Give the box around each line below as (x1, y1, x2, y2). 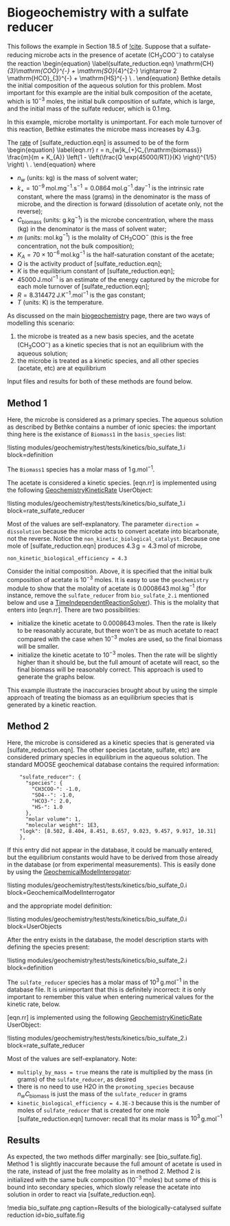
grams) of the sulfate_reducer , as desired (16, 1075, 137, 1083)
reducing (7, 50, 33, 59)
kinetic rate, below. (7, 1000, 60, 1008)
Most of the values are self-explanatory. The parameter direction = (7, 520, 199, 528)
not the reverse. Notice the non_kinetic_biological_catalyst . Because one (7, 534, 220, 542)
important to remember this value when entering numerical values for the (7, 992, 214, 1001)
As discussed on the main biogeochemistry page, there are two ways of (7, 311, 211, 320)
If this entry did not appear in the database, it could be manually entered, (7, 846, 214, 854)
